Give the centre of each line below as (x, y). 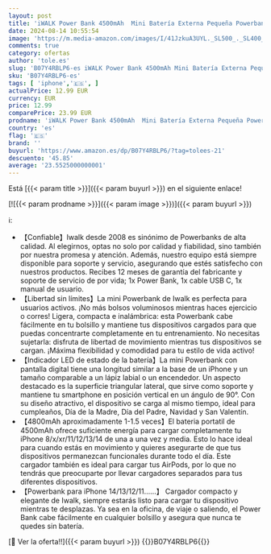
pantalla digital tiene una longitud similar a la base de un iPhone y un (134, 369)
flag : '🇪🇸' (28, 135)
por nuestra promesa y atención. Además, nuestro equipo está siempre (138, 255)
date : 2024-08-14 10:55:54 (54, 31)
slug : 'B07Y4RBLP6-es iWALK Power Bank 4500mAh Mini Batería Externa (128, 68)
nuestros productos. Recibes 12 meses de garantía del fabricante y (131, 272)
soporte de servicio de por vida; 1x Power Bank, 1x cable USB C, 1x (131, 281)
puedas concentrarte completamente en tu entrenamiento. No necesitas (140, 333)
